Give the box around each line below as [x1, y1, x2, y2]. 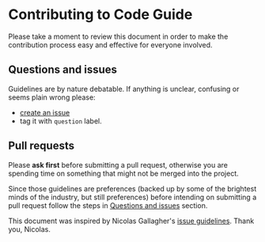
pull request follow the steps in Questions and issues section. [8, 200, 208, 210]
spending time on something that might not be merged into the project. [8, 168, 239, 178]
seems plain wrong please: [8, 93, 97, 102]
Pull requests [8, 139, 75, 153]
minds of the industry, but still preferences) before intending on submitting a [8, 192, 257, 202]
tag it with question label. [19, 116, 103, 126]
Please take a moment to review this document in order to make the [8, 32, 229, 41]
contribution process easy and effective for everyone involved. [8, 40, 213, 49]
